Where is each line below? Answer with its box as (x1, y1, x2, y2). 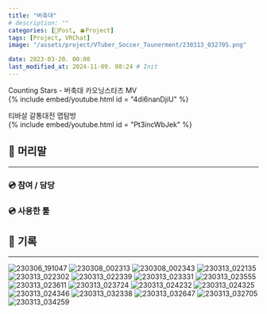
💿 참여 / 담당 (8, 179, 56, 190)
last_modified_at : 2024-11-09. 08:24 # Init (8, 63, 158, 71)
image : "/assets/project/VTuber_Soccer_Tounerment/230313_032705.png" (8, 41, 247, 49)
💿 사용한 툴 (8, 205, 50, 216)
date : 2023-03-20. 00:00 (8, 56, 91, 63)
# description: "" (8, 19, 69, 27)
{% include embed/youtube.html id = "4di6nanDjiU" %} (8, 94, 189, 104)
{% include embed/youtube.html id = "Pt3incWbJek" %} (8, 120, 192, 129)
